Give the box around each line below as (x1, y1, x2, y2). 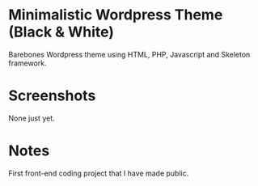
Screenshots (8, 87, 96, 105)
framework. (8, 58, 47, 68)
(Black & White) (8, 23, 115, 41)
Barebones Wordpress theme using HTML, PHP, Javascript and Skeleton (8, 49, 251, 59)
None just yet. (8, 113, 55, 123)
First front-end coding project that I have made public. (8, 168, 189, 178)
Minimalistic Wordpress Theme (8, 6, 223, 24)
